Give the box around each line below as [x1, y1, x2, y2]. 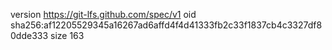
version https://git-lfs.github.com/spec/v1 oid [10, 9, 197, 20]
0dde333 [10, 30, 49, 41]
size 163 [50, 30, 85, 41]
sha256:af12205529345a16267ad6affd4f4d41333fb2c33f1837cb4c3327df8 [10, 19, 323, 31]
